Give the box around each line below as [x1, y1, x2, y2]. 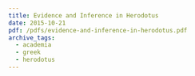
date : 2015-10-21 [8, 19, 66, 27]
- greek [15, 48, 42, 56]
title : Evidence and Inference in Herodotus [8, 11, 159, 20]
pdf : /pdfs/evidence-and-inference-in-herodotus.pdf [8, 26, 188, 34]
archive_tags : [8, 33, 56, 42]
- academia [15, 41, 52, 49]
